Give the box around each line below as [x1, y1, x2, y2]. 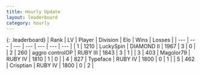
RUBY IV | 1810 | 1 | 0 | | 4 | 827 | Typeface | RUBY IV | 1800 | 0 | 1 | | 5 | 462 [6, 55, 195, 63]
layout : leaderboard [6, 14, 59, 20]
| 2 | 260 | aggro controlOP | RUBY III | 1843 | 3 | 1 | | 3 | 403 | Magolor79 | [6, 49, 191, 56]
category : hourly [6, 20, 50, 26]
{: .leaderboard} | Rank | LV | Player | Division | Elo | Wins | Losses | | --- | [6, 37, 189, 44]
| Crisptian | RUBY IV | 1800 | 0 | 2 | [6, 62, 94, 69]
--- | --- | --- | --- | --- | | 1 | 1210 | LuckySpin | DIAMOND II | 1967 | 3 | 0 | [13, 43, 196, 50]
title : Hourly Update [6, 8, 61, 15]
